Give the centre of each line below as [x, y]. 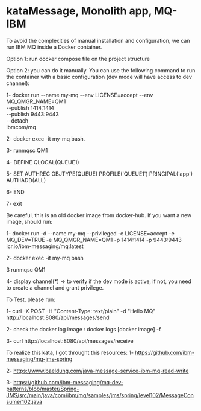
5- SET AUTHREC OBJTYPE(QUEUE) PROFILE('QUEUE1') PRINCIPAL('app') [100, 174]
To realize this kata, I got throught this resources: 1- [70, 352]
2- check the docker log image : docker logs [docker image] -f [84, 329]
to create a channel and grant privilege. [55, 287]
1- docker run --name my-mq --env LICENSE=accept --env [80, 95]
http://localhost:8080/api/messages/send [58, 317]
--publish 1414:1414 [30, 107]
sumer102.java [24, 401]
